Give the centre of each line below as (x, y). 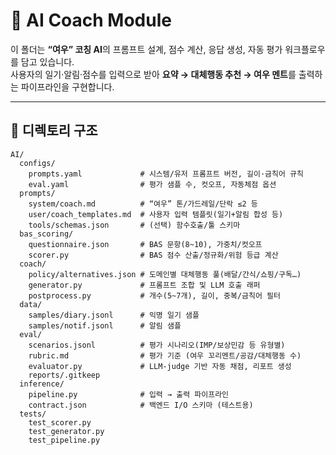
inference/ (42, 384)
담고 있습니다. (47, 61)
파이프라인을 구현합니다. (67, 86)
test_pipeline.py (64, 440)
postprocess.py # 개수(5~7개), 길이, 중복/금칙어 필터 (154, 295)
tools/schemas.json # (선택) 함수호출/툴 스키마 (134, 225)
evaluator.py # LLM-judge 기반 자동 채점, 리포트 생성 (160, 366)
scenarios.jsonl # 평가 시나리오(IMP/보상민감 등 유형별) (157, 345)
